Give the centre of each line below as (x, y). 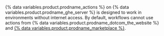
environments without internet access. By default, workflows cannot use (79, 18)
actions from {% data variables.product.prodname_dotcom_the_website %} (82, 23)
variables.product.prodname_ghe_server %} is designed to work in (73, 12)
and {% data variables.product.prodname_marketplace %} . (65, 28)
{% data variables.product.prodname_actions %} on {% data (67, 7)
